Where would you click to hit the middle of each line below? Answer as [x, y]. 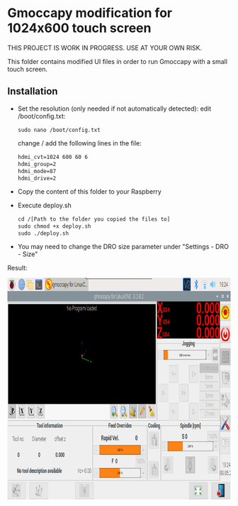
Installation [33, 91]
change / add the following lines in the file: [79, 143]
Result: [17, 268]
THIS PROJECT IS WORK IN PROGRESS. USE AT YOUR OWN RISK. [105, 48]
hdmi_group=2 [37, 164]
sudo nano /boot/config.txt [59, 130]
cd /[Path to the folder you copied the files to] [94, 219]
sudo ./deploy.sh [43, 233]
